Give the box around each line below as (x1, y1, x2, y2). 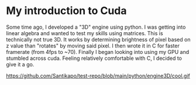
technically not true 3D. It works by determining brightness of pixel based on (6, 36, 191, 43)
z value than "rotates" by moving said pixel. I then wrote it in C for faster (6, 42, 180, 49)
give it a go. (6, 60, 35, 68)
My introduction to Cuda (6, 4, 127, 18)
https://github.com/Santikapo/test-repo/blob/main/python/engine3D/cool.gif (6, 72, 190, 79)
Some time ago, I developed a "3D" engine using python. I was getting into (6, 23, 186, 30)
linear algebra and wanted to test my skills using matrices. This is (6, 29, 163, 36)
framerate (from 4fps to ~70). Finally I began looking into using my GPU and (6, 48, 189, 55)
